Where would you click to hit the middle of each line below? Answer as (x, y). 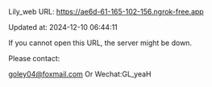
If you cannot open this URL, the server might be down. (100, 43)
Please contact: (34, 58)
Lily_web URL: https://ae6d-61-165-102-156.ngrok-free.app (106, 12)
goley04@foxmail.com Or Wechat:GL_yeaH (80, 74)
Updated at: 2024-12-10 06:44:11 (63, 27)
